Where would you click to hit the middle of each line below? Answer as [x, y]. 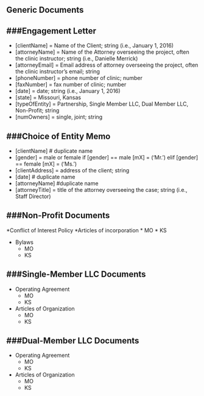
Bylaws [24, 242]
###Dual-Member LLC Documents [73, 341]
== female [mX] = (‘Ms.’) [46, 164]
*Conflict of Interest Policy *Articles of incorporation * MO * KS [86, 230]
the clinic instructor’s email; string [58, 71]
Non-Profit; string [37, 111]
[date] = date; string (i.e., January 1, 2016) [68, 91]
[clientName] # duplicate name [54, 151]
